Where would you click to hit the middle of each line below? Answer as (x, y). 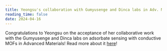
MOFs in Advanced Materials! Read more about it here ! (61, 44)
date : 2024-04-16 (23, 19)
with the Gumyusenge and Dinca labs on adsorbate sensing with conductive (83, 38)
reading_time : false (27, 14)
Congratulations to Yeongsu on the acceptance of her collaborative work (80, 33)
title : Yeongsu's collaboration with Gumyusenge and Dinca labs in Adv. (82, 10)
